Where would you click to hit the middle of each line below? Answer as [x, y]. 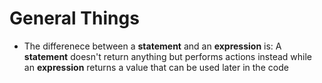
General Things [74, 18]
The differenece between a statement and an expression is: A [152, 46]
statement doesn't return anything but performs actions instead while [167, 56]
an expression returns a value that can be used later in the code [156, 67]
